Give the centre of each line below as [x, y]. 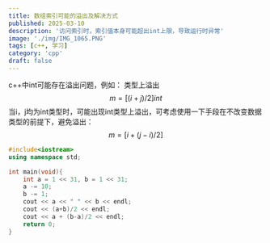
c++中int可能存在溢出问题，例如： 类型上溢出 [84, 85]
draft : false [30, 61]
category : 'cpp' [36, 53]
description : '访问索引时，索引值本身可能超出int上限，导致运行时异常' [116, 31]
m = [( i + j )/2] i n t [136, 98]
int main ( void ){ [36, 172]
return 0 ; [40, 224]
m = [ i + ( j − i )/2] [136, 135]
